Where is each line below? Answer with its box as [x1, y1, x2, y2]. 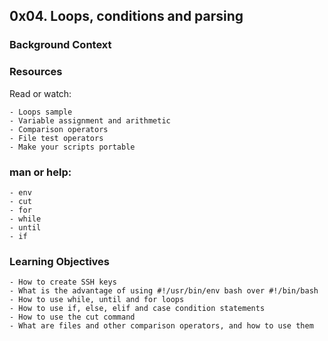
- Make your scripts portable [9, 142, 136, 152]
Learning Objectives [9, 254, 111, 268]
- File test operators [9, 133, 104, 143]
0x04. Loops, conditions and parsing [9, 8, 244, 25]
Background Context [9, 38, 112, 52]
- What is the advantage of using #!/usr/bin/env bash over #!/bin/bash [9, 286, 319, 296]
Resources [9, 65, 63, 79]
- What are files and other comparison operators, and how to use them [9, 321, 314, 331]
